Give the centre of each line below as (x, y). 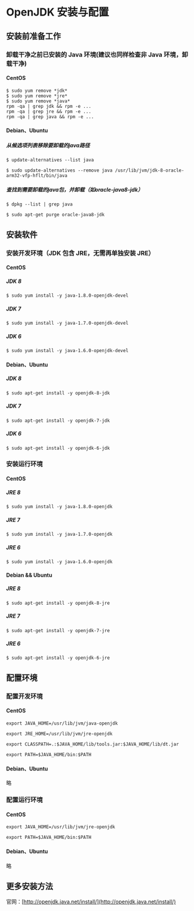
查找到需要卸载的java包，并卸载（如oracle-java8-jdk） (75, 189)
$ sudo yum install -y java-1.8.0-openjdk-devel (67, 296)
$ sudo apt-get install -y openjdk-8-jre (58, 603)
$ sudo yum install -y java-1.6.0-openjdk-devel (67, 351)
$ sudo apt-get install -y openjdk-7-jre (58, 630)
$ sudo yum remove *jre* (37, 96)
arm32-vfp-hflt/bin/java (37, 176)
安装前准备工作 (34, 36)
